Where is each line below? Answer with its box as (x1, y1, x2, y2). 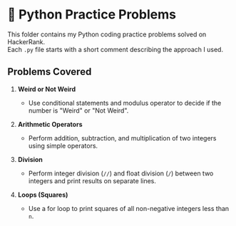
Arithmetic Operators (17, 120, 83, 128)
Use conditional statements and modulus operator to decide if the (28, 98, 222, 107)
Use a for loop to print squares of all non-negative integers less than (28, 204, 230, 212)
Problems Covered (7, 66, 92, 78)
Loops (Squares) (17, 190, 68, 199)
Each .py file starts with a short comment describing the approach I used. (7, 45, 223, 53)
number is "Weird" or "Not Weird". (28, 106, 129, 115)
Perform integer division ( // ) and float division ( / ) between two (28, 169, 214, 178)
